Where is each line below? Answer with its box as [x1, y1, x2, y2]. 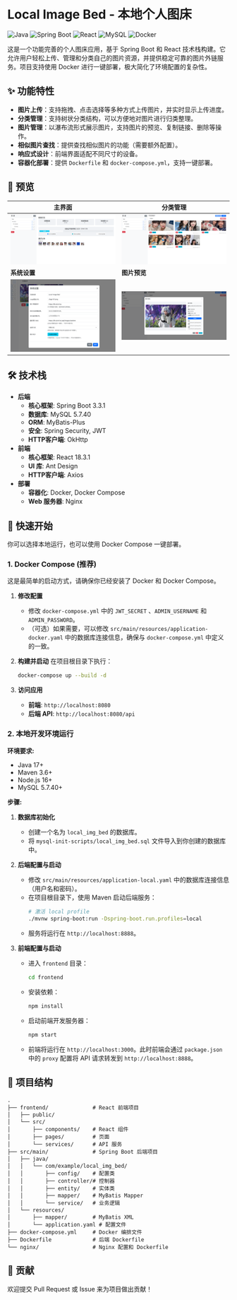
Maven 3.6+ [17, 768, 53, 776]
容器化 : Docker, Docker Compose [28, 488, 126, 497]
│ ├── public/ [7, 1111, 55, 1118]
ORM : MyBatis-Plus [28, 418, 86, 427]
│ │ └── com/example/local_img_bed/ [7, 1162, 128, 1169]
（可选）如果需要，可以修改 [28, 625, 109, 633]
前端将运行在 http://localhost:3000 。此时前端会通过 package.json [28, 1045, 223, 1053]
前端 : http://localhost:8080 [28, 701, 111, 709]
